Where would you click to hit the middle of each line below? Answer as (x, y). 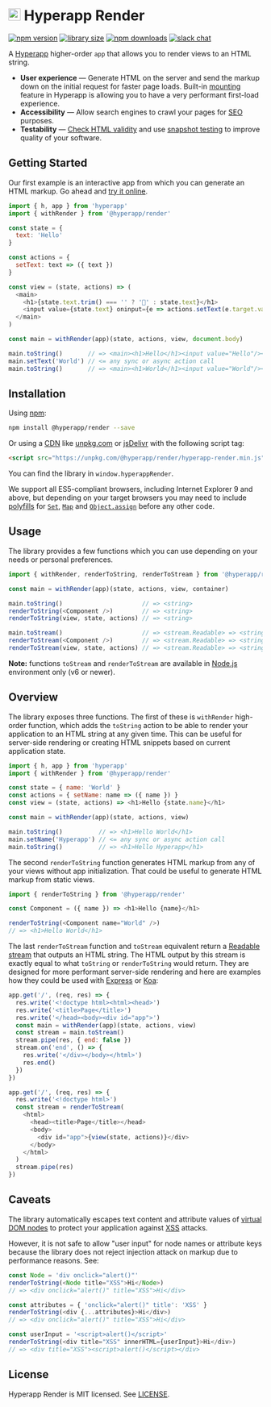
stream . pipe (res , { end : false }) (73, 1040)
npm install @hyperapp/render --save (72, 428)
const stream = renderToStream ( (70, 1107)
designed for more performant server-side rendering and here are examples (135, 972)
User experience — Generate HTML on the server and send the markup (140, 77)
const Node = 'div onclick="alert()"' (73, 1275)
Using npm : (27, 413)
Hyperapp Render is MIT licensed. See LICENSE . (89, 1394)
